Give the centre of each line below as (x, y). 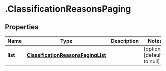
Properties (22, 27)
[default (153, 55)
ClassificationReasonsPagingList (66, 55)
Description (125, 41)
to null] (152, 61)
